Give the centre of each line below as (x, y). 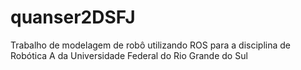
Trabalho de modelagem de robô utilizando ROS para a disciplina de (150, 45)
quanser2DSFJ (73, 17)
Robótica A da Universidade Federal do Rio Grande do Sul (129, 55)
